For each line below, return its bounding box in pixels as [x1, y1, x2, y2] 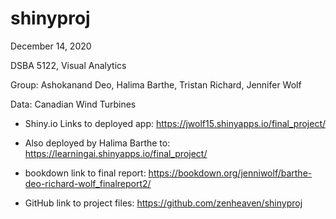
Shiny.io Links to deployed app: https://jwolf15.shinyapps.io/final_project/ [24, 117, 327, 129]
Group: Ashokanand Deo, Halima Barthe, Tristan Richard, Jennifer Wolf [10, 78, 302, 91]
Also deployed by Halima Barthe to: [24, 137, 171, 149]
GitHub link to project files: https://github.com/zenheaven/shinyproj [24, 197, 303, 209]
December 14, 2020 [10, 40, 92, 52]
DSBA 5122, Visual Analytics [10, 59, 127, 71]
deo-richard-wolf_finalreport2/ [24, 177, 152, 189]
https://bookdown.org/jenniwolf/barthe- [148, 167, 313, 179]
